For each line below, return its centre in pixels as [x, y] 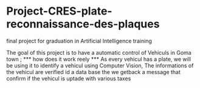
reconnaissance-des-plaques [83, 24]
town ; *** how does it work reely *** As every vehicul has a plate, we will [99, 59]
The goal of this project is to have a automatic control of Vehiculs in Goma [99, 52]
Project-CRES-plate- [59, 11]
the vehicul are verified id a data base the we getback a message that [94, 72]
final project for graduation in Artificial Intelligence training [79, 41]
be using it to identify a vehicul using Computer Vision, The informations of [100, 66]
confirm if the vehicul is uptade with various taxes [69, 78]
